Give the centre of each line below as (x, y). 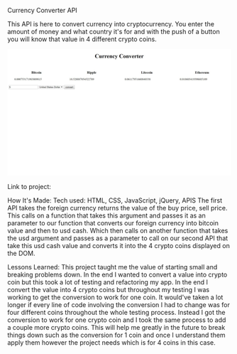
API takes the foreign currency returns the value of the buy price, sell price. (117, 208)
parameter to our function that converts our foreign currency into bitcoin (113, 222)
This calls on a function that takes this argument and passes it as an (106, 215)
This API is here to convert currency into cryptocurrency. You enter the (111, 24)
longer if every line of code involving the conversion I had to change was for (119, 304)
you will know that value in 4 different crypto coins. (82, 39)
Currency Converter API (43, 10)
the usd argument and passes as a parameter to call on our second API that (118, 238)
